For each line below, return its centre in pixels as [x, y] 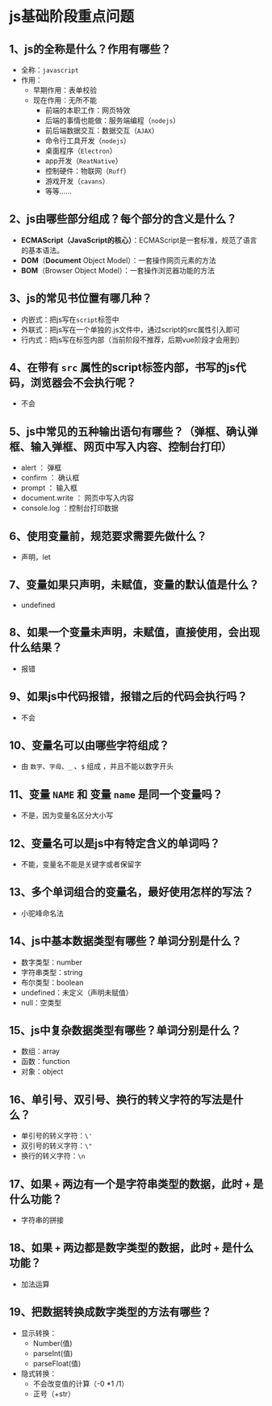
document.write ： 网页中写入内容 [77, 498]
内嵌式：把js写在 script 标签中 [70, 319]
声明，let [36, 557]
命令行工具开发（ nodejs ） [88, 141]
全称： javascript [50, 70]
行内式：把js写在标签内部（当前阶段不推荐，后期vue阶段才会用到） [132, 340]
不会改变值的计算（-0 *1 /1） [81, 1383]
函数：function [46, 1062]
